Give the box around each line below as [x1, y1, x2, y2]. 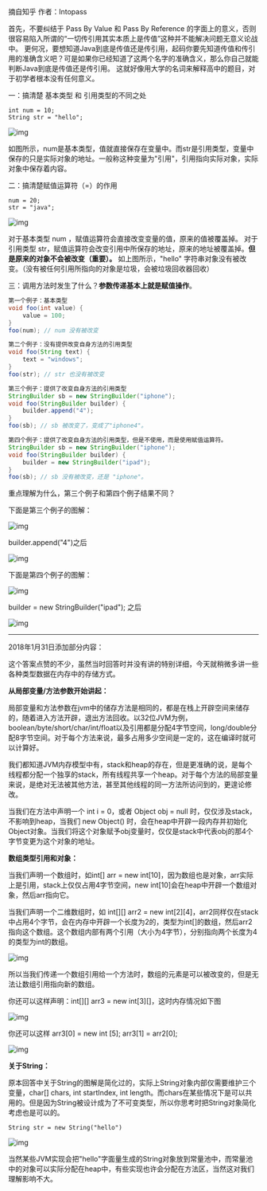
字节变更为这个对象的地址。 [8, 836, 99, 846]
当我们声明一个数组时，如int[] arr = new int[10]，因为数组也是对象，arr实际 [8, 871, 254, 880]
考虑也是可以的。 [8, 1108, 64, 1118]
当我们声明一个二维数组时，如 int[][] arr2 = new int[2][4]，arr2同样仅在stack [8, 907, 259, 917]
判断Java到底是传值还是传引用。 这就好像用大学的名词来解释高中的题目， [8, 64, 249, 73]
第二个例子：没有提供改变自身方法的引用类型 [8, 341, 133, 349]
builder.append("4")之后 [8, 538, 87, 547]
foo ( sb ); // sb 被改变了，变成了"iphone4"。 [8, 421, 147, 430]
